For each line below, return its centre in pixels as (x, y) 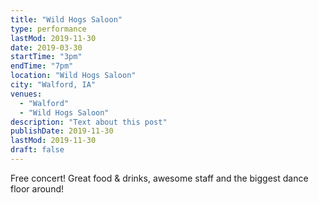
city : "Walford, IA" (53, 85)
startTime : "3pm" (46, 57)
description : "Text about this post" (89, 122)
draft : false (37, 150)
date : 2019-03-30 (46, 47)
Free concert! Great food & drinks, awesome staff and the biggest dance (159, 178)
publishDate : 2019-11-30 (62, 131)
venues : (26, 94)
